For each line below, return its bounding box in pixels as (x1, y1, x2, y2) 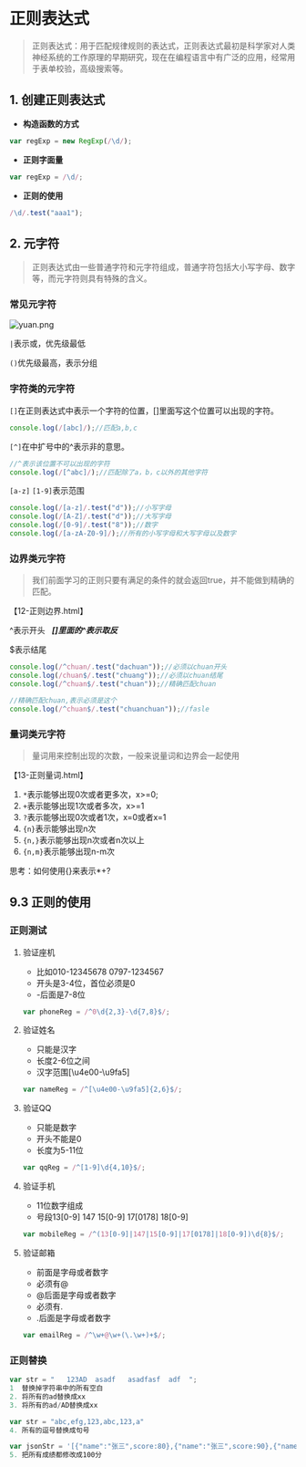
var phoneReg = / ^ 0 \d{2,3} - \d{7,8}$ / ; (22, 1007, 170, 1016)
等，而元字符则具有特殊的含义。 (31, 273, 152, 284)
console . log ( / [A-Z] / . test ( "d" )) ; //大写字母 (9, 512, 171, 521)
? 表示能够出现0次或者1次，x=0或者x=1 (22, 811, 167, 822)
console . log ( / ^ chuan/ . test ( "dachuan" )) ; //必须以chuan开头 (9, 662, 228, 671)
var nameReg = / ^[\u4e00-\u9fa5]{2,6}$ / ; (22, 1085, 183, 1095)
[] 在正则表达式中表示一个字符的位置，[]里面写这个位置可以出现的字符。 (9, 405, 280, 416)
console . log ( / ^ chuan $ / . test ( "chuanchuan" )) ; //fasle (9, 704, 209, 713)
